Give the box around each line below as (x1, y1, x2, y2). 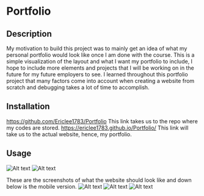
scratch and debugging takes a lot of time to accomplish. (6, 84, 150, 91)
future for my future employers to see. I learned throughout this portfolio (6, 71, 188, 78)
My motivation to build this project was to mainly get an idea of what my (6, 45, 188, 52)
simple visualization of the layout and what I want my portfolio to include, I (6, 58, 193, 65)
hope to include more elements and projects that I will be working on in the (6, 64, 194, 71)
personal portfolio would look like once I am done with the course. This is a (6, 51, 195, 59)
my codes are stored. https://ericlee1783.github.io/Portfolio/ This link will (6, 124, 189, 131)
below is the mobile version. (6, 183, 77, 190)
